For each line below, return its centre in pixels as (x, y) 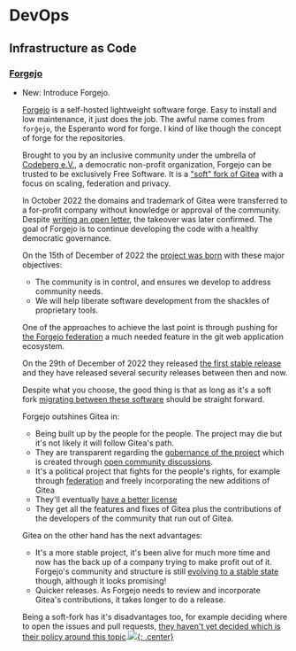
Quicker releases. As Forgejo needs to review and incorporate (148, 590)
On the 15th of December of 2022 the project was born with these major (153, 255)
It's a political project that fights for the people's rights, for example (158, 471)
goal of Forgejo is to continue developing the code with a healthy (140, 229)
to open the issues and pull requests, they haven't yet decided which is (151, 626)
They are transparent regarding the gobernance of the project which (159, 452)
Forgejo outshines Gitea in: (71, 416)
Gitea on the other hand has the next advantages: (112, 535)
